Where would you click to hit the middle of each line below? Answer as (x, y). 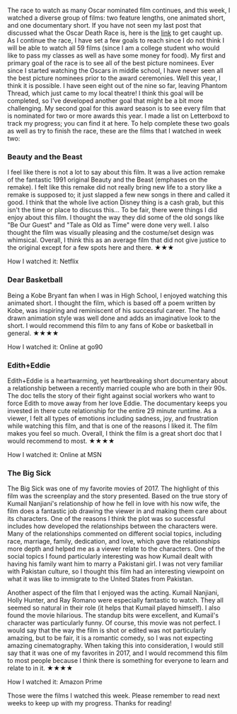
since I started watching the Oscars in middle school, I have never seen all (115, 71)
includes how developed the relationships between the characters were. (112, 526)
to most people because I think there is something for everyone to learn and (118, 661)
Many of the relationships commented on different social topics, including (115, 534)
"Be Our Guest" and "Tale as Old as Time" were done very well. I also (108, 225)
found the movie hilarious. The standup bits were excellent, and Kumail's (113, 615)
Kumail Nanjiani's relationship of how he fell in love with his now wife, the (114, 504)
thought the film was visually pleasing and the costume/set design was (111, 233)
